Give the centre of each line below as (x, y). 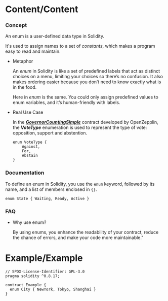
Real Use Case (28, 112)
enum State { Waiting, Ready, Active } (47, 198)
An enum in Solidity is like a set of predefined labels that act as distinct (86, 71)
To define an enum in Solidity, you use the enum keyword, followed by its (80, 184)
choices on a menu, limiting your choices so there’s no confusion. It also (88, 77)
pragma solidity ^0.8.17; (32, 276)
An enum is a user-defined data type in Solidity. (55, 36)
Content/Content (42, 9)
